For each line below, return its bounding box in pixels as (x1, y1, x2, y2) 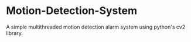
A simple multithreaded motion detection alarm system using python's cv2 (6, 23, 186, 30)
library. (6, 29, 23, 36)
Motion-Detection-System (6, 4, 138, 17)
